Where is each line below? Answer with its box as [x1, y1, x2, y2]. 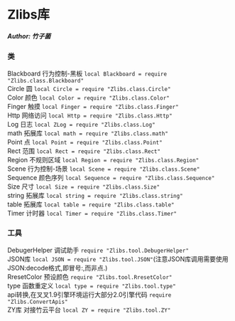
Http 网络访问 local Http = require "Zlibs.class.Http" [7, 111, 173, 120]
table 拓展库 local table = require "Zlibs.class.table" [7, 200, 175, 209]
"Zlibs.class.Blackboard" [7, 77, 84, 84]
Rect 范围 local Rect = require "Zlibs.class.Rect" [7, 147, 161, 155]
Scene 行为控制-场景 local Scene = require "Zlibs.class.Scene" [7, 164, 200, 173]
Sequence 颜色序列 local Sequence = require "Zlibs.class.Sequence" [7, 173, 215, 181]
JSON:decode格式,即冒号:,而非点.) [7, 263, 108, 272]
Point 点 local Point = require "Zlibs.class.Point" [7, 137, 163, 146]
